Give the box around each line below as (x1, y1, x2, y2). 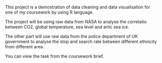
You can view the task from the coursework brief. (5, 53, 104, 59)
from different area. (5, 44, 44, 49)
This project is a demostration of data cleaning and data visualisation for (5, 4, 150, 10)
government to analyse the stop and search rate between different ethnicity (5, 39, 157, 44)
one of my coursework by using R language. (5, 9, 94, 15)
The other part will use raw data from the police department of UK (5, 34, 138, 39)
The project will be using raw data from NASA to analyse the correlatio (5, 19, 147, 24)
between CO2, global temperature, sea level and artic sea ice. (5, 24, 129, 30)
